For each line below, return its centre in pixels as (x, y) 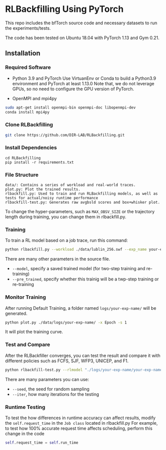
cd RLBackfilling (23, 158)
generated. (16, 313)
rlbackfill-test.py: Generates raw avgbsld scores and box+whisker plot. (83, 202)
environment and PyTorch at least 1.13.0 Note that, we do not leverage (83, 83)
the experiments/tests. (28, 28)
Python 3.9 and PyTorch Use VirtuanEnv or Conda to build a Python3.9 (84, 78)
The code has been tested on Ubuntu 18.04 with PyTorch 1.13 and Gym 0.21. (82, 38)
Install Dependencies (31, 148)
